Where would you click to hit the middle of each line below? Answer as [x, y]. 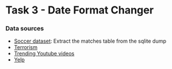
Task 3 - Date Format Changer [80, 10]
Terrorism [26, 47]
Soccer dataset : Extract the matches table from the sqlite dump [90, 41]
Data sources [25, 29]
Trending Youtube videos [44, 54]
